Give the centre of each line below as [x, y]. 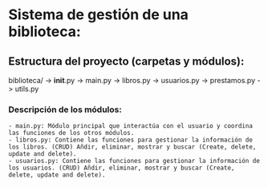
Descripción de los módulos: [65, 109]
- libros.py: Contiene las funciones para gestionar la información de [130, 140]
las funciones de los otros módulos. [71, 133]
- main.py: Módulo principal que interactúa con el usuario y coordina [130, 126]
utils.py [27, 89]
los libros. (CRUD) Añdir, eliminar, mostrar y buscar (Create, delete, [132, 147]
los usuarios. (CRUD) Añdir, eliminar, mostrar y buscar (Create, [122, 168]
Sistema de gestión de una [98, 15]
